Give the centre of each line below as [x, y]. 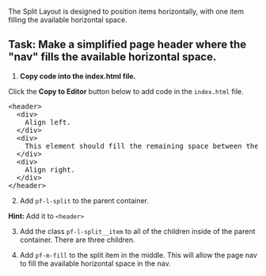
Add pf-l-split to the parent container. [84, 200]
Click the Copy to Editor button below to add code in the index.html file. [126, 91]
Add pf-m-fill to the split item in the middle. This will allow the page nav [138, 255]
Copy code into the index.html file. [78, 76]
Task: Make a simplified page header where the [127, 45]
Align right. [50, 170]
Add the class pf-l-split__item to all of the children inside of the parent [137, 231]
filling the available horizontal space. [68, 20]
